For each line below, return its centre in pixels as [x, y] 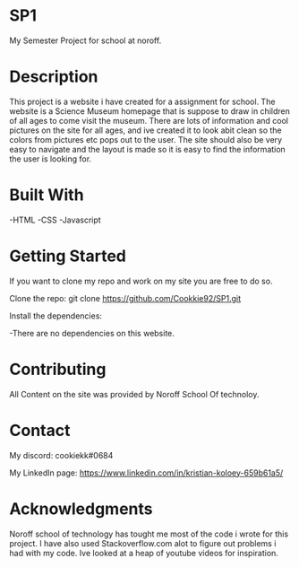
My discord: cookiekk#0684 [61, 455]
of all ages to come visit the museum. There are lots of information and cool [149, 120]
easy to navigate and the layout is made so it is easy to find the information [148, 149]
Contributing [58, 369]
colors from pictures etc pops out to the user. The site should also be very [146, 139]
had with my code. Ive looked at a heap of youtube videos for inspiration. [144, 553]
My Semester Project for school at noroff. [85, 40]
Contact [40, 430]
